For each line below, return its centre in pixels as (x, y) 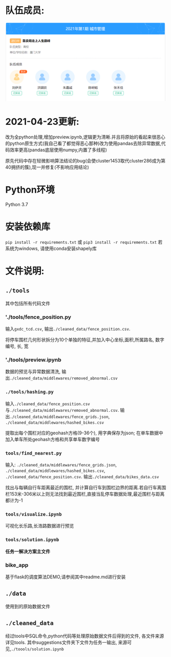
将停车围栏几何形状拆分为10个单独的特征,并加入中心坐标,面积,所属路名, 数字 (85, 340)
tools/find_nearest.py (34, 453)
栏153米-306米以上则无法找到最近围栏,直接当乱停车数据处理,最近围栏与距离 (85, 494)
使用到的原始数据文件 (28, 606)
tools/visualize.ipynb (34, 514)
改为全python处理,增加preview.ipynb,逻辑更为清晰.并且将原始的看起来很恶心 (85, 137)
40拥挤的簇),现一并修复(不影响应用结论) (47, 167)
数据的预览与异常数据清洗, (33, 372)
